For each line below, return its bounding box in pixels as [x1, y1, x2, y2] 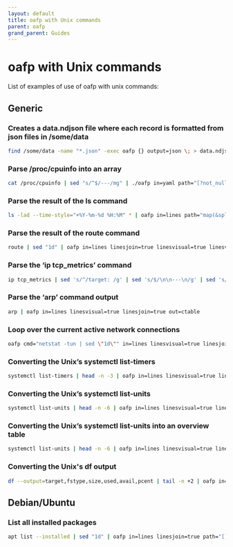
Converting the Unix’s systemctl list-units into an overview [8, 421, 209, 431]
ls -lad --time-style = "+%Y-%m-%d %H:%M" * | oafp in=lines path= [8, 212, 200, 219]
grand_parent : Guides [8, 29, 71, 37]
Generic [8, 102, 44, 114]
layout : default [8, 10, 55, 17]
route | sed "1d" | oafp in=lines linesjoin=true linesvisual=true [8, 244, 207, 251]
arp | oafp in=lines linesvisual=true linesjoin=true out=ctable [8, 308, 200, 315]
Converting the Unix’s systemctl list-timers [8, 356, 156, 366]
